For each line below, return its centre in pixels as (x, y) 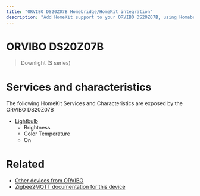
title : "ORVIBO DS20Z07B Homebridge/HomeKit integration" (79, 12)
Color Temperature (47, 134)
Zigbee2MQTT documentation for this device (70, 187)
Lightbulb (26, 121)
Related (25, 164)
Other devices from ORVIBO (49, 181)
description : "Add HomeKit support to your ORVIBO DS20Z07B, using (92, 17)
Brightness (37, 128)
